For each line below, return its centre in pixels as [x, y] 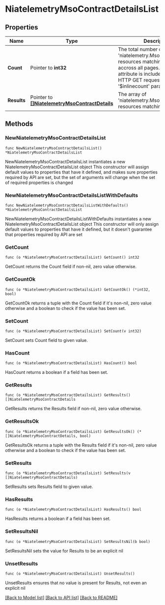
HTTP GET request [139, 80]
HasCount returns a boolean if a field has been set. [57, 372]
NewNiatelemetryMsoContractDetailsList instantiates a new [65, 161]
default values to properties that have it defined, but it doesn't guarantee [79, 229]
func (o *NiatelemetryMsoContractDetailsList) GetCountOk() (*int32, [78, 289]
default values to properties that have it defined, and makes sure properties [82, 172]
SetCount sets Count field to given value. [47, 340]
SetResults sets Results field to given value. [49, 487]
